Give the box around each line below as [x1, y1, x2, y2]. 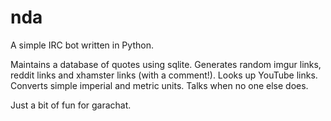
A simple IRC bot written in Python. [10, 39, 154, 51]
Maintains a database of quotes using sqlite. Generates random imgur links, [10, 58, 322, 70]
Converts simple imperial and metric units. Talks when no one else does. [10, 79, 309, 91]
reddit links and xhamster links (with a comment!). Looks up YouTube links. [10, 69, 318, 81]
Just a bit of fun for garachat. [10, 99, 132, 111]
